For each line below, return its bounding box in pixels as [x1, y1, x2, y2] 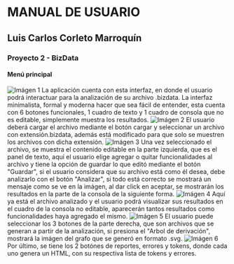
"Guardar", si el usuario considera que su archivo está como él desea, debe [7, 167, 226, 175]
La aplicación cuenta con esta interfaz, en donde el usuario [41, 85, 213, 94]
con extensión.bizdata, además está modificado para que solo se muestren [7, 130, 224, 138]
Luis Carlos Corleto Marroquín [7, 32, 142, 44]
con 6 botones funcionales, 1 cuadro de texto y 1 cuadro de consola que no [7, 108, 224, 116]
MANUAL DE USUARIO [7, 4, 141, 20]
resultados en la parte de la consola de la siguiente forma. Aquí [7, 189, 226, 198]
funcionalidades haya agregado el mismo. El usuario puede [7, 212, 214, 220]
